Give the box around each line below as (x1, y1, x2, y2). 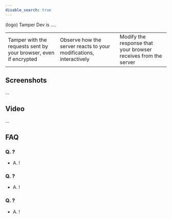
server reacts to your (59, 42, 110, 50)
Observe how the (59, 36, 101, 43)
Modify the (119, 33, 146, 40)
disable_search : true (5, 7, 52, 13)
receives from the (119, 52, 162, 59)
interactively (59, 55, 90, 62)
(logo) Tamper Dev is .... (5, 21, 56, 28)
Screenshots (5, 76, 47, 85)
